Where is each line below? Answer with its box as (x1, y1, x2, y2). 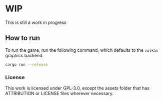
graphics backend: (5, 52, 44, 58)
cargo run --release (5, 62, 48, 67)
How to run (5, 34, 40, 42)
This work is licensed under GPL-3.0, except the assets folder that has (5, 85, 150, 91)
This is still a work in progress (5, 19, 66, 25)
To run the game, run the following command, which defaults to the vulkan (5, 47, 158, 53)
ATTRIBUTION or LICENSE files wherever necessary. (5, 90, 113, 96)
